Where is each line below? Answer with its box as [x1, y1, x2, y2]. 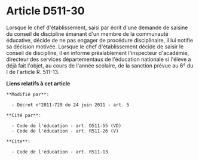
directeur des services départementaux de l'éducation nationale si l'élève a [6, 56, 191, 63]
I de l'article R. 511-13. [6, 68, 60, 75]
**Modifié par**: [6, 91, 50, 97]
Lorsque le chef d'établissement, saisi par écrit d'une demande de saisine [6, 24, 188, 31]
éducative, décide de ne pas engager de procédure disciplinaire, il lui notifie [6, 36, 193, 44]
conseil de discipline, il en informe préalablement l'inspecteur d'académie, [6, 49, 189, 56]
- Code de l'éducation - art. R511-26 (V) [11, 128, 119, 134]
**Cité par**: [6, 112, 42, 118]
